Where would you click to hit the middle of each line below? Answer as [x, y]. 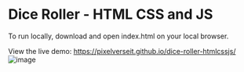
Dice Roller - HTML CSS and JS [111, 14]
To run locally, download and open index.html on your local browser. [118, 36]
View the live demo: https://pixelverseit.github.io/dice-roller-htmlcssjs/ [122, 51]
